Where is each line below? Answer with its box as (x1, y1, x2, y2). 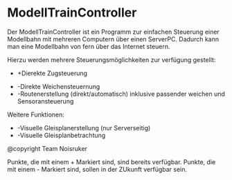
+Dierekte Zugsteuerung (17, 69, 88, 77)
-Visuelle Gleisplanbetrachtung (17, 131, 106, 139)
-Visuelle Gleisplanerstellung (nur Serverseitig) (17, 123, 151, 132)
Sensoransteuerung (17, 97, 74, 105)
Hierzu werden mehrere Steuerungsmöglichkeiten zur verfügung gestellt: (7, 55, 216, 63)
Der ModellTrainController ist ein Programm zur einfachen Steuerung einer (7, 28, 220, 36)
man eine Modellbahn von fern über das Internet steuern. (7, 42, 170, 50)
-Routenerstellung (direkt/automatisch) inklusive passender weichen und (17, 90, 225, 98)
